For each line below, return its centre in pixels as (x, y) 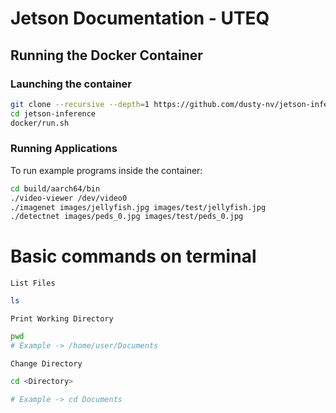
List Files (33, 283)
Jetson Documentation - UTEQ (140, 18)
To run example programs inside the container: (106, 170)
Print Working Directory (62, 319)
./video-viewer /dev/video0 (69, 198)
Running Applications (64, 149)
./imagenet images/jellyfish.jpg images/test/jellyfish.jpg (138, 207)
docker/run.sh (40, 123)
